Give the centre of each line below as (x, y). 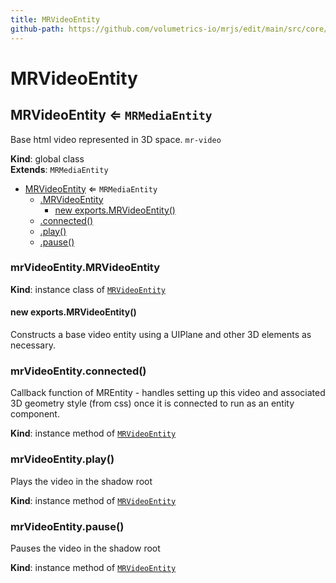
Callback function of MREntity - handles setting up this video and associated (168, 393)
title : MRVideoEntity (55, 19)
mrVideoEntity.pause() (67, 526)
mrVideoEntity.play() (62, 459)
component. (35, 414)
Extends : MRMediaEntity (59, 169)
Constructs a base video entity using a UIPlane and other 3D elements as (161, 334)
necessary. (33, 345)
